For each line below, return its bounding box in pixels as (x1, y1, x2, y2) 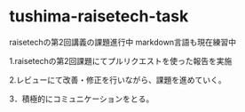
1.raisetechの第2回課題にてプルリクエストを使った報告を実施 (9, 55, 233, 66)
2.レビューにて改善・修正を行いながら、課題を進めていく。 (9, 74, 226, 85)
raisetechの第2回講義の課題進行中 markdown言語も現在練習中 (9, 36, 237, 47)
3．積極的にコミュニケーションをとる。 (9, 93, 154, 104)
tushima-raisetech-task (9, 6, 189, 27)
